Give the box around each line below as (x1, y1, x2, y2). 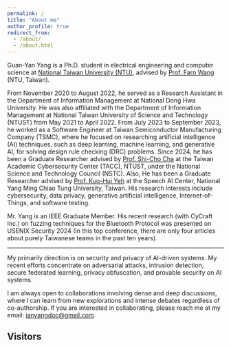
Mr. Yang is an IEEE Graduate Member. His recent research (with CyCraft (7, 212, 213, 220)
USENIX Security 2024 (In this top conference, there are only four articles (7, 227, 216, 235)
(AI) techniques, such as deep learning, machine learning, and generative (7, 140, 215, 148)
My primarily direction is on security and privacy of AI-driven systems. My (7, 254, 217, 262)
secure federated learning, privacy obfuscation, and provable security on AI (7, 269, 222, 276)
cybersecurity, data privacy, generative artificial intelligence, (7, 191, 179, 200)
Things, (7, 199, 29, 207)
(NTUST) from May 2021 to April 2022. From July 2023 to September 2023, (7, 118, 221, 126)
